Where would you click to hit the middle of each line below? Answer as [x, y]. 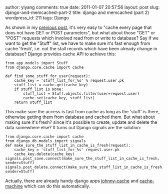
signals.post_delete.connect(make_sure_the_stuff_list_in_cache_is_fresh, [85, 167]
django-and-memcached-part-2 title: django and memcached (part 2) [77, 12]
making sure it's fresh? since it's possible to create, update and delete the [81, 122]
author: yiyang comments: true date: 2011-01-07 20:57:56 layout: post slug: [82, 7]
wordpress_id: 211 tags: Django [37, 18]
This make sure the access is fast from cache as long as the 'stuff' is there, [82, 111]
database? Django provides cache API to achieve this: [60, 54]
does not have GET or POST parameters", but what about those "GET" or [80, 33]
